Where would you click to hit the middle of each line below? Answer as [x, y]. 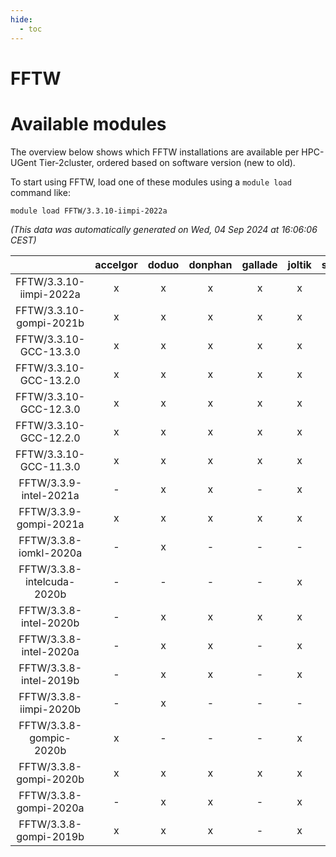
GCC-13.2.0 [50, 380]
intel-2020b [50, 623]
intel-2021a [50, 495]
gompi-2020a [50, 808]
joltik [299, 264]
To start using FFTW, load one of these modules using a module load [151, 182]
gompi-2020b [50, 779]
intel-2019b [50, 680]
